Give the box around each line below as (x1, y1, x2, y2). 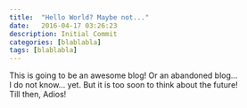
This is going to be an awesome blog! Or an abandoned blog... (9, 70, 238, 81)
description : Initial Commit (9, 29, 118, 38)
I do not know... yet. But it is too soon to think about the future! (9, 80, 238, 90)
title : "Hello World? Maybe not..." (9, 12, 150, 22)
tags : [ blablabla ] (9, 46, 78, 55)
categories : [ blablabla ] (9, 37, 102, 47)
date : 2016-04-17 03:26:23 (9, 21, 118, 30)
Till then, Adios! (9, 89, 67, 100)
